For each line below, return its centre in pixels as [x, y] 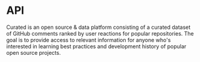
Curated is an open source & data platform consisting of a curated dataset [98, 27]
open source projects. [34, 52]
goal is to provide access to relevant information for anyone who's [89, 40]
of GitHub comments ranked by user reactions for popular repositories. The [100, 33]
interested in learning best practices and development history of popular [96, 46]
